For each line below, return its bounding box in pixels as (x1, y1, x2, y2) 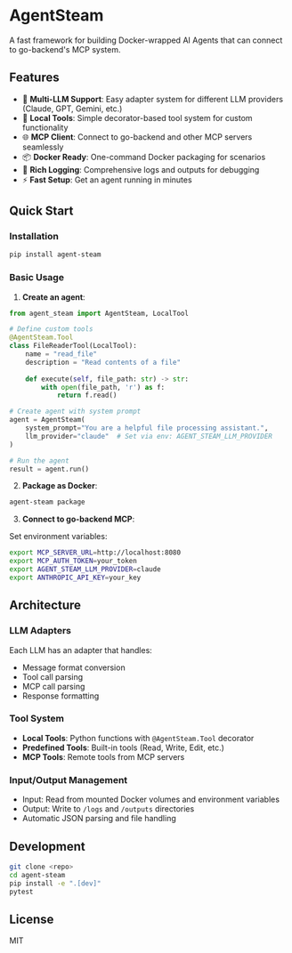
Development (9, 838, 86, 854)
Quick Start (9, 204, 74, 219)
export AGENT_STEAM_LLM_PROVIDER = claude (9, 565, 162, 574)
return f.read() (56, 391, 118, 400)
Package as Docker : (21, 481, 98, 491)
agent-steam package (9, 497, 86, 507)
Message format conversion (21, 662, 126, 673)
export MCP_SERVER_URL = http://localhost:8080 (9, 548, 181, 557)
